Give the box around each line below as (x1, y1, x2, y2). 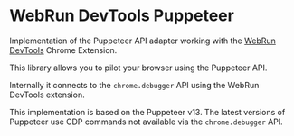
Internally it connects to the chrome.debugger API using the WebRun (9, 79, 260, 90)
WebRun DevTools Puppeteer (9, 5, 235, 26)
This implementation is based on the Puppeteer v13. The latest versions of (9, 106, 286, 117)
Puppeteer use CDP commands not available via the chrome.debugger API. (9, 116, 283, 127)
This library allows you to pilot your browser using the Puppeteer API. (9, 62, 268, 73)
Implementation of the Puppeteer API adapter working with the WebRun (9, 35, 276, 46)
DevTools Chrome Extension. (9, 44, 118, 55)
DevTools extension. (9, 89, 85, 100)
